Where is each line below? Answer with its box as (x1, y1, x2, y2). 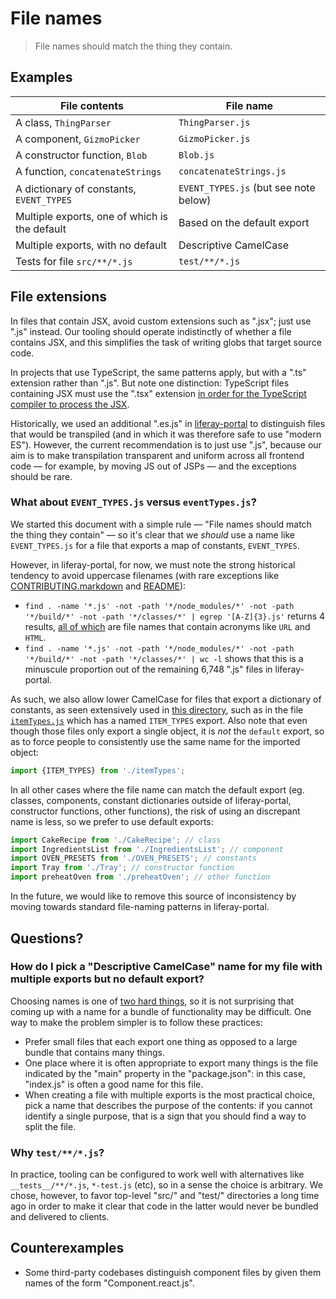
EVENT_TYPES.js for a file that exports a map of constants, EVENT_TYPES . (10, 539, 300, 551)
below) (178, 193, 212, 207)
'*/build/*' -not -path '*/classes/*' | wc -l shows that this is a (24, 652, 304, 664)
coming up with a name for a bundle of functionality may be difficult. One (10, 1005, 312, 1017)
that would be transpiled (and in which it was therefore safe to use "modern (10, 428, 322, 440)
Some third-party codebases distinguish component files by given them (24, 1266, 322, 1278)
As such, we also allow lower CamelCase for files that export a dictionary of (10, 693, 322, 705)
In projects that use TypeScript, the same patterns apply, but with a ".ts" (10, 366, 307, 378)
